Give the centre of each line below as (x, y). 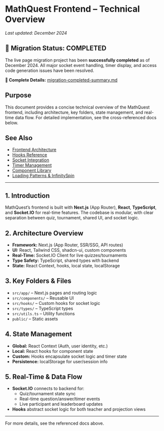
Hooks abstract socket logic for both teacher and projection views (79, 409)
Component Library (32, 171)
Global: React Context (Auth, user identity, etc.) (60, 346)
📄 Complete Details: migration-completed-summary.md (61, 80)
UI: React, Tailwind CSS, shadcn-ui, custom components (69, 250)
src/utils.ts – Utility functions (43, 313)
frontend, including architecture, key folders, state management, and (74, 112)
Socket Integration (31, 160)
